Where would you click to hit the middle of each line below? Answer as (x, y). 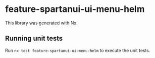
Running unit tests (34, 38)
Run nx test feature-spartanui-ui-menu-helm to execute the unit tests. (77, 50)
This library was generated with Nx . (41, 23)
